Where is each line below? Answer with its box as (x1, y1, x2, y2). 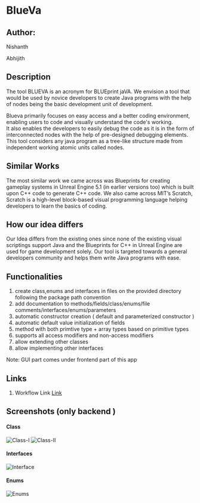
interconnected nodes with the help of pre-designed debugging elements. (6, 131, 189, 138)
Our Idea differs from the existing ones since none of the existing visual (6, 235, 182, 242)
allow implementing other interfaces (14, 344, 103, 352)
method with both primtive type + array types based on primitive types (14, 326, 189, 333)
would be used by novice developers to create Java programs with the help (6, 94, 192, 101)
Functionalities (6, 271, 63, 282)
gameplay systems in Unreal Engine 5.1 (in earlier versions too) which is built (6, 183, 194, 190)
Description (6, 72, 51, 82)
